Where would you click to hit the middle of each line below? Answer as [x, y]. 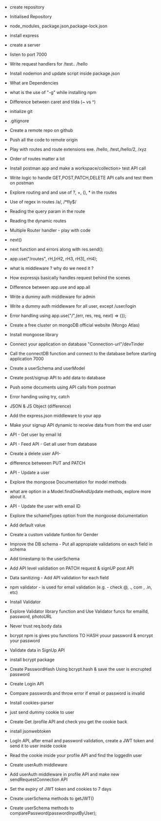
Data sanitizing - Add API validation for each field [59, 578]
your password [25, 641]
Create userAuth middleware [38, 765]
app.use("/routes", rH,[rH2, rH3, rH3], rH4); [53, 259]
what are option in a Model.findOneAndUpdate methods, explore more [80, 491]
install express [24, 35]
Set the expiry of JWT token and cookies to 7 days [60, 789]
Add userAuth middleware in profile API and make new [64, 774]
